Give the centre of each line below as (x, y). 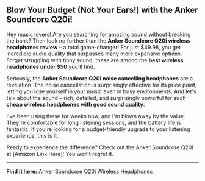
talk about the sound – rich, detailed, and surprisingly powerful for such (96, 98)
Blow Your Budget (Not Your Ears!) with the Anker (102, 10)
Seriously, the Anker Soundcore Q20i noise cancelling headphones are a (100, 78)
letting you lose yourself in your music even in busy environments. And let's (101, 91)
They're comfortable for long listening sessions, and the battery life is (94, 122)
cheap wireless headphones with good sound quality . (76, 104)
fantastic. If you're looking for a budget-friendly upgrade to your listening (98, 129)
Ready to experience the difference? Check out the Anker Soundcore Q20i (100, 147)
